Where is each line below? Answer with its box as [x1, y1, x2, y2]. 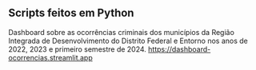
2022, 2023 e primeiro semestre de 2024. [8, 44, 146, 54]
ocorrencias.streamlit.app [8, 52, 94, 62]
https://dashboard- [147, 44, 211, 54]
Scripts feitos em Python [8, 6, 134, 20]
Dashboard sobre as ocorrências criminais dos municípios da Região [8, 27, 234, 37]
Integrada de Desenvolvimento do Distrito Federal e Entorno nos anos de [8, 36, 248, 45]
